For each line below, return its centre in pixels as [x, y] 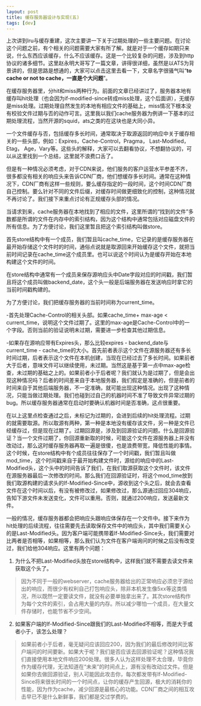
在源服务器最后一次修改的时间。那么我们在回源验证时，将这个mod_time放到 [100, 476]
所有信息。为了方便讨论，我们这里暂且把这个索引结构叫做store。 [86, 227]
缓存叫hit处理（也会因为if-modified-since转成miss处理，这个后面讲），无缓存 [100, 98]
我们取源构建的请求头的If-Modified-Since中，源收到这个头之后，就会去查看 [99, 483]
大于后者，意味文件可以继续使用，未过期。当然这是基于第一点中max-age [96, 365]
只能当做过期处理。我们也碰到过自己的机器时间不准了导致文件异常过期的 [106, 395]
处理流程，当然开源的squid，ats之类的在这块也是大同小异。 [85, 121]
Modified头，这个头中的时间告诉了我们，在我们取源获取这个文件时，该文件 [98, 468]
